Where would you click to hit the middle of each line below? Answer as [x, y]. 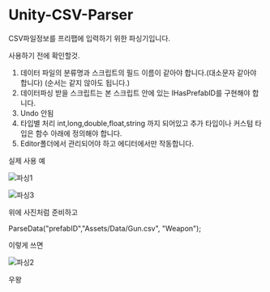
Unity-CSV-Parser [71, 15]
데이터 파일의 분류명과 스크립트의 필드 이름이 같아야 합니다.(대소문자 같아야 [138, 72]
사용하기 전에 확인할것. [44, 55]
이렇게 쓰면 [26, 245]
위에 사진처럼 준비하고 [43, 212]
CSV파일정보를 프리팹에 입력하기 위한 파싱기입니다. [90, 38]
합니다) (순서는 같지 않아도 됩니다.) [75, 83]
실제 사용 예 [27, 160]
